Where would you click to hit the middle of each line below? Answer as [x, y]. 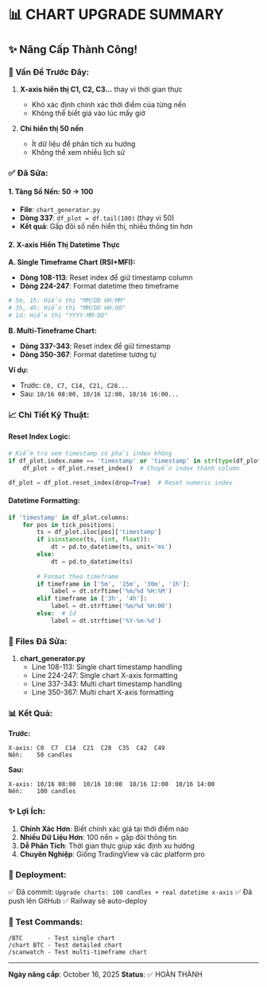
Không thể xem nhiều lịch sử [78, 152]
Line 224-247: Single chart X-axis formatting [104, 675]
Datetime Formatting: [44, 501]
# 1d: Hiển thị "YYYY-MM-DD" [58, 315]
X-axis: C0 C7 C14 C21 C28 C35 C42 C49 [87, 748]
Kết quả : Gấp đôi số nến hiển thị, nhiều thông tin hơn [106, 226]
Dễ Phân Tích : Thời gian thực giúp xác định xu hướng [107, 846]
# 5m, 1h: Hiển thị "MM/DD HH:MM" [67, 301]
